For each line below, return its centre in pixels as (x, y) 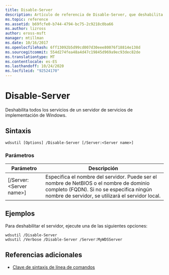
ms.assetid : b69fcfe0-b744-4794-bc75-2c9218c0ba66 (59, 24)
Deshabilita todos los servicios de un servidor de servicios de (69, 109)
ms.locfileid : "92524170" (32, 71)
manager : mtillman (24, 38)
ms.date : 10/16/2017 (27, 43)
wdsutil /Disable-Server (31, 235)
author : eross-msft (26, 33)
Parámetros (20, 155)
